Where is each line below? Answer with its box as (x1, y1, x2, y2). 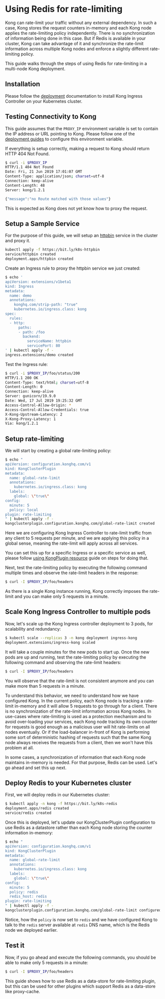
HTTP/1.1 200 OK (5, 375, 38, 380)
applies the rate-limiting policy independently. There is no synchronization (5, 30, 155, 36)
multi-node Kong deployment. (5, 65, 65, 72)
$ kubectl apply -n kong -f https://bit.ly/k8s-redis (5, 802, 118, 806)
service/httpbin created (5, 252, 56, 257)
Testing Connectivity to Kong (5, 112, 97, 121)
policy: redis (9, 889, 38, 894)
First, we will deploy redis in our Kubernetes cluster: (5, 792, 110, 798)
